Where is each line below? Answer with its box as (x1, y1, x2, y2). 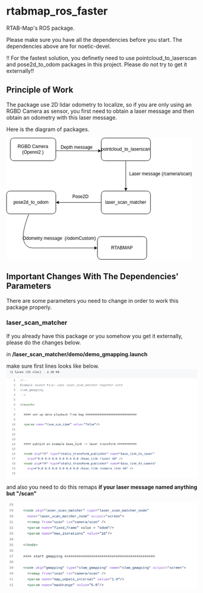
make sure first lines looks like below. (6, 362, 99, 370)
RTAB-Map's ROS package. (6, 24, 75, 32)
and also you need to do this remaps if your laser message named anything (6, 483, 198, 490)
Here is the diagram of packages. (6, 126, 90, 133)
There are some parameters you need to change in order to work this (6, 297, 179, 304)
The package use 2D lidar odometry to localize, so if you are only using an (6, 101, 192, 108)
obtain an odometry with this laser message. (6, 114, 117, 121)
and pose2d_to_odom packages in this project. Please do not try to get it (6, 61, 187, 68)
